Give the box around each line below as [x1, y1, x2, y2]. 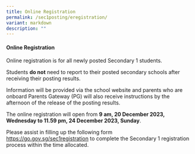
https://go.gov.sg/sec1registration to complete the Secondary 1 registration [6, 135, 190, 142]
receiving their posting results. [6, 75, 81, 82]
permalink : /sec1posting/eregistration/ [6, 14, 108, 20]
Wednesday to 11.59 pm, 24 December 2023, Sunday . [6, 117, 141, 124]
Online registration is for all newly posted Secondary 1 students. [6, 57, 162, 64]
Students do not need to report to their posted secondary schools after [6, 69, 180, 76]
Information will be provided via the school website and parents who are [6, 87, 183, 94]
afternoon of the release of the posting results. [6, 99, 121, 106]
